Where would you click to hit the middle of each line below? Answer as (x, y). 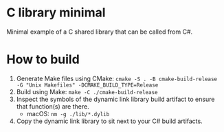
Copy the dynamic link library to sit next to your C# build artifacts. (110, 121)
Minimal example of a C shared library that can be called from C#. (100, 32)
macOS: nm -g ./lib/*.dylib (68, 113)
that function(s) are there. (53, 106)
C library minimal (56, 13)
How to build (43, 59)
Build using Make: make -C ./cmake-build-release (87, 91)
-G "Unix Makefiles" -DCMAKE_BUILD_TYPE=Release (87, 85)
